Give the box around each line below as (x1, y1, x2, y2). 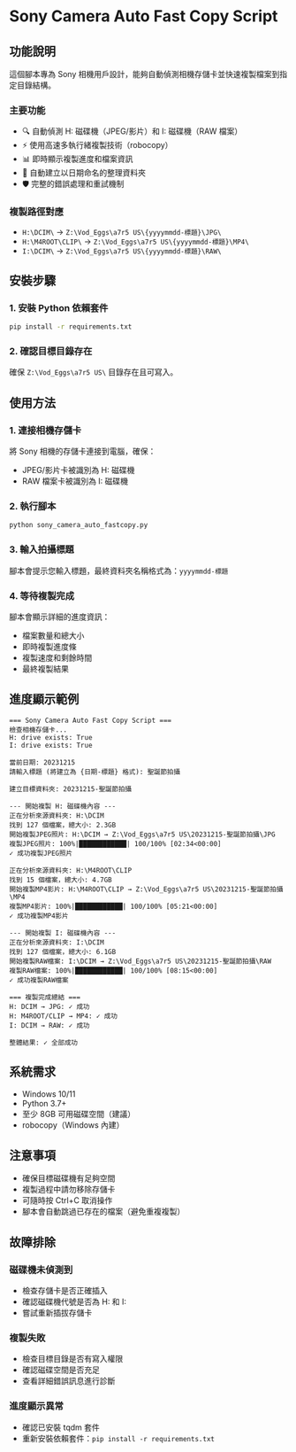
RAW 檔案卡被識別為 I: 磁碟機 (21, 476, 129, 486)
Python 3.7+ (21, 1098, 67, 1108)
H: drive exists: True (9, 733, 93, 742)
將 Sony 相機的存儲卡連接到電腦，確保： (9, 446, 156, 457)
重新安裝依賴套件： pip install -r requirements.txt (21, 1433, 215, 1443)
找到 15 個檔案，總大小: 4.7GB (9, 875, 112, 884)
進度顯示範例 (9, 692, 80, 707)
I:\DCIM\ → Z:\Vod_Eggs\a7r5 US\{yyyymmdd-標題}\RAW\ (21, 245, 222, 256)
